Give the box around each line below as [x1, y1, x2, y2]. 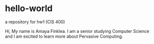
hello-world [5, 3, 53, 14]
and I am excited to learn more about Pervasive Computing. [5, 33, 123, 39]
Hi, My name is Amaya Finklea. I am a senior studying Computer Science [5, 28, 150, 34]
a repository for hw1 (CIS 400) [5, 19, 65, 25]
